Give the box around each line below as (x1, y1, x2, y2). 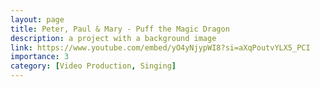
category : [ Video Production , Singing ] (10, 61, 177, 71)
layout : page (10, 14, 65, 25)
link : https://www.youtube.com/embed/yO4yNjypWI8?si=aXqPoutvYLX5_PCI (10, 42, 311, 53)
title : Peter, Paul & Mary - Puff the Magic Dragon (10, 24, 230, 34)
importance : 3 (10, 52, 70, 62)
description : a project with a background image (10, 33, 217, 43)
